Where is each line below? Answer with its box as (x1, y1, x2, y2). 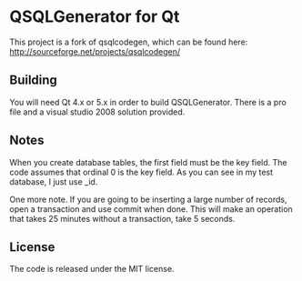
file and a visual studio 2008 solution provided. (9, 106, 186, 117)
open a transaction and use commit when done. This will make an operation (9, 203, 293, 215)
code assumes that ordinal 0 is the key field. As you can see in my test (9, 166, 274, 177)
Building (9, 73, 57, 88)
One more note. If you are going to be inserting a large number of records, (9, 194, 287, 205)
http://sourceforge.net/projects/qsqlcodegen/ (9, 45, 180, 56)
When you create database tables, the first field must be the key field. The (9, 156, 288, 167)
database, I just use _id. (9, 176, 98, 187)
